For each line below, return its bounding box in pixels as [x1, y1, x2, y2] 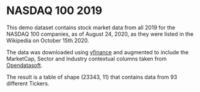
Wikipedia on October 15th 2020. [6, 37, 90, 44]
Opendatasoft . [6, 62, 43, 69]
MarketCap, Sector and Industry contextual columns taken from [6, 55, 167, 62]
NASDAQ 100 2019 [6, 4, 103, 18]
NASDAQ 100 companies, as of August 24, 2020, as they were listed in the [6, 30, 194, 37]
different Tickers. [6, 80, 50, 87]
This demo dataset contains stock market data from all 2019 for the [6, 24, 176, 31]
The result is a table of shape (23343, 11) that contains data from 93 [6, 73, 177, 80]
